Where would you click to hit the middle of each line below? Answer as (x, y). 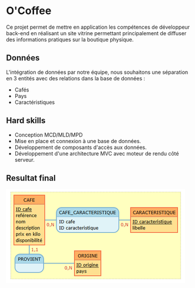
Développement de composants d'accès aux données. (80, 147)
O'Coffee (29, 11)
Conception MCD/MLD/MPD (49, 135)
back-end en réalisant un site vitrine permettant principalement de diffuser (96, 33)
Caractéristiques (35, 102)
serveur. (25, 160)
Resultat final (31, 178)
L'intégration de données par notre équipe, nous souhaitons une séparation (97, 72)
